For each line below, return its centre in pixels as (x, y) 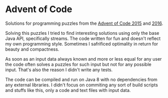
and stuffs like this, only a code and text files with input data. (68, 90)
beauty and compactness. (32, 49)
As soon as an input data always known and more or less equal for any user (83, 59)
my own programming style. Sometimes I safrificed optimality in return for (82, 43)
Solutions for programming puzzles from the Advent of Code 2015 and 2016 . (84, 23)
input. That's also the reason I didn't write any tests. (59, 70)
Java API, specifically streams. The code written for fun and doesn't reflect (83, 38)
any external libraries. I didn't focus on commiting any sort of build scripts (82, 85)
